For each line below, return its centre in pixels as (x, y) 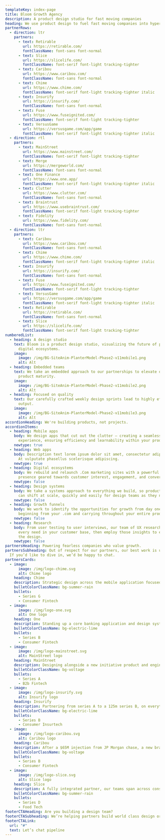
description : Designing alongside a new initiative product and (81, 665)
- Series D (29, 803)
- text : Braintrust (38, 202)
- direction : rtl (27, 138)
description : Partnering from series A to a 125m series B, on (80, 706)
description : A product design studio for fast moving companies (73, 19)
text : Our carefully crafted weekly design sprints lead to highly (84, 399)
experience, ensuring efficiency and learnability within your (84, 441)
